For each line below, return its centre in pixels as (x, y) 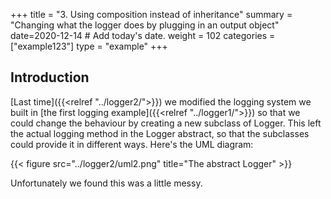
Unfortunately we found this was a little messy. (106, 183)
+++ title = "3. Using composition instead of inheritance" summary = (151, 14)
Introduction (50, 77)
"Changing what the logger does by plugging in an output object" (145, 25)
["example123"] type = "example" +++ (89, 46)
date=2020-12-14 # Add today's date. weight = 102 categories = (143, 35)
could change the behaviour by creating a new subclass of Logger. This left (166, 123)
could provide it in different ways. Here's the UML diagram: (132, 144)
